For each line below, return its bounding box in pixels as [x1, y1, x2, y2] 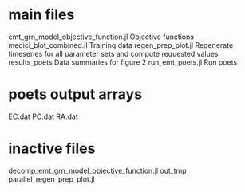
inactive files [8, 139, 96, 158]
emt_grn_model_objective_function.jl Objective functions [8, 32, 194, 41]
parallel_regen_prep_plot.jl [8, 174, 95, 184]
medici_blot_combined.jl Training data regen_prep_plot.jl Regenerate [8, 40, 234, 49]
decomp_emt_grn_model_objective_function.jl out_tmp [8, 166, 187, 175]
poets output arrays [8, 85, 142, 104]
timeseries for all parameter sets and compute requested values [8, 49, 219, 58]
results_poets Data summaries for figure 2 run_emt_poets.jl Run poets [8, 57, 238, 67]
